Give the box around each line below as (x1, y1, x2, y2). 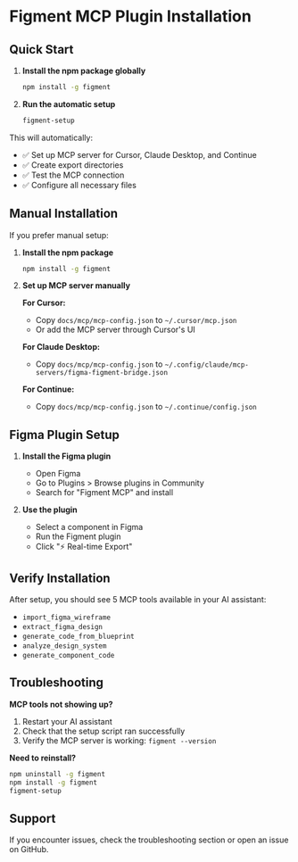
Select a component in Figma (35, 522, 144, 533)
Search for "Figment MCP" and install (35, 487, 174, 498)
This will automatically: (9, 132, 94, 143)
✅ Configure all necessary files (21, 179, 137, 190)
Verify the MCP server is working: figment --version (21, 734, 217, 746)
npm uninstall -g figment (9, 769, 105, 778)
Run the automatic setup (21, 98, 116, 109)
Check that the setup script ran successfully (21, 725, 186, 736)
